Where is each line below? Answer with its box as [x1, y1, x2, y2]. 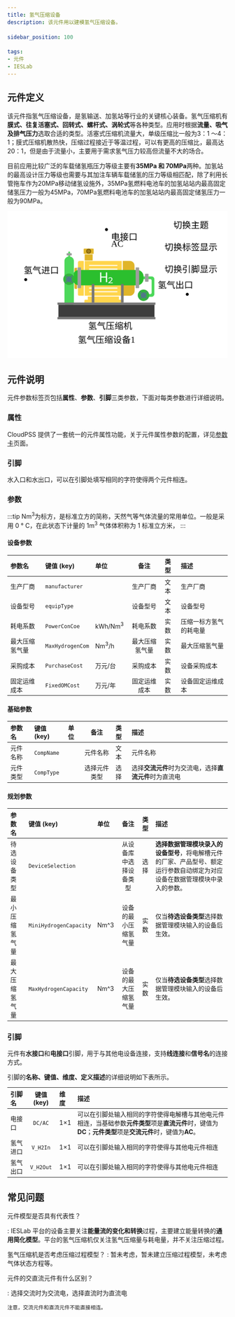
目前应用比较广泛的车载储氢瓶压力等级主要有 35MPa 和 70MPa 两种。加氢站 [7, 161, 224, 170]
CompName [34, 749, 59, 756]
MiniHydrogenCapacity [28, 922, 92, 929]
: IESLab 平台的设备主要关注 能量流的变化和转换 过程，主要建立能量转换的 [7, 1227, 217, 1235]
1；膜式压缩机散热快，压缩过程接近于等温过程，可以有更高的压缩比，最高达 [7, 137, 225, 146]
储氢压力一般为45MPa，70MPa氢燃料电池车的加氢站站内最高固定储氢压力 [7, 188, 220, 196]
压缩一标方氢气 [180, 617, 224, 626]
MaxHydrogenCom [45, 642, 90, 650]
